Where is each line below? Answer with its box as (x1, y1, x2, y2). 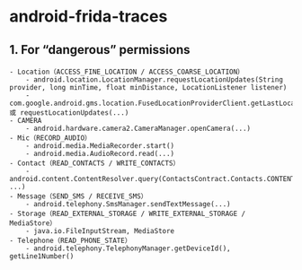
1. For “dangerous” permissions (9, 42, 191, 57)
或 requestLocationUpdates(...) (9, 109, 129, 118)
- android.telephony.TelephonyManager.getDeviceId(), (25, 244, 231, 253)
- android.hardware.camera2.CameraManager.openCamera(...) (25, 124, 252, 133)
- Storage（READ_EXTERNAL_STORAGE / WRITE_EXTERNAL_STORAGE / (9, 209, 245, 218)
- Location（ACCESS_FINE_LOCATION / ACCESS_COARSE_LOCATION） (9, 67, 244, 76)
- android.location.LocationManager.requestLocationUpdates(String (25, 75, 283, 84)
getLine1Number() (9, 252, 75, 261)
